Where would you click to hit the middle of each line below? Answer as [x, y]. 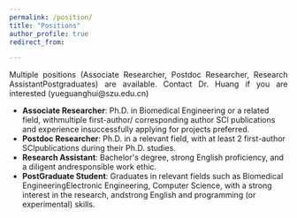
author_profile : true [49, 34]
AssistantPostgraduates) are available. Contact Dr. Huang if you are [148, 84]
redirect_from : [37, 42]
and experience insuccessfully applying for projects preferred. [136, 130]
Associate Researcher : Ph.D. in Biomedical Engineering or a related [145, 110]
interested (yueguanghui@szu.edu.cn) [79, 94]
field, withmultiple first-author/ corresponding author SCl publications [148, 120]
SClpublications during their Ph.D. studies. [99, 148]
